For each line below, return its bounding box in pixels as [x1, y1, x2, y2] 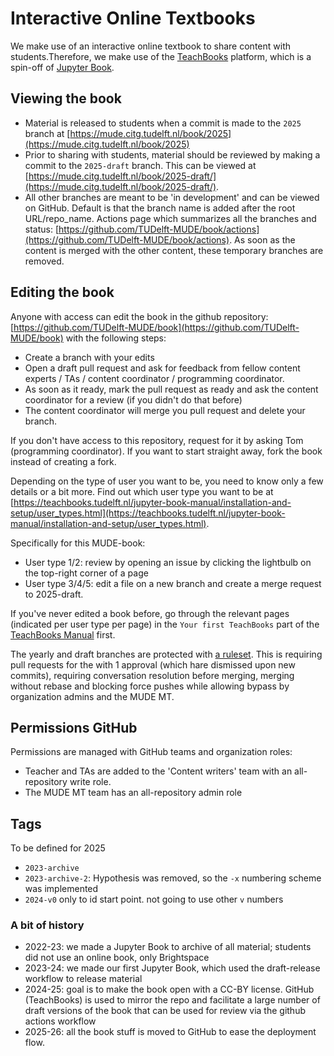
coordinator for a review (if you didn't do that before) [24, 393, 243, 406]
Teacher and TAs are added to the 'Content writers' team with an [24, 765, 293, 777]
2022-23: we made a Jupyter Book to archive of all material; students [24, 941, 312, 953]
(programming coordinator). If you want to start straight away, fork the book [10, 445, 323, 457]
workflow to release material [24, 973, 143, 985]
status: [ [24, 223, 60, 235]
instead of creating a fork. [10, 455, 117, 467]
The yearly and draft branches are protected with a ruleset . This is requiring [10, 648, 323, 660]
